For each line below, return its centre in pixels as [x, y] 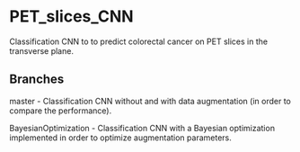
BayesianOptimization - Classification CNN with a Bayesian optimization [142, 128]
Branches [37, 80]
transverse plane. [42, 50]
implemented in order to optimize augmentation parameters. [120, 138]
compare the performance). [61, 111]
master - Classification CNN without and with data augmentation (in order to [150, 101]
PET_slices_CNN [71, 17]
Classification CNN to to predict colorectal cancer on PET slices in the [138, 41]
